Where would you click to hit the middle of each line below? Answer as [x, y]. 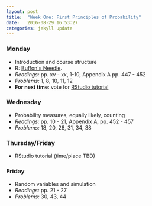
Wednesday [24, 102]
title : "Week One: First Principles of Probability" [74, 17]
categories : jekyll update [39, 28]
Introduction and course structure [56, 62]
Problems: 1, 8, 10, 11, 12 [43, 81]
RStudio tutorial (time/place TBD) [55, 156]
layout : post [22, 12]
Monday [18, 49]
